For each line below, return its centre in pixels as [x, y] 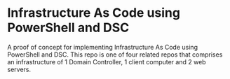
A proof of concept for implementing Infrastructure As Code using [103, 47]
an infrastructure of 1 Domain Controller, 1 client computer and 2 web [107, 62]
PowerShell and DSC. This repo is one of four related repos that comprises [115, 55]
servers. [19, 69]
